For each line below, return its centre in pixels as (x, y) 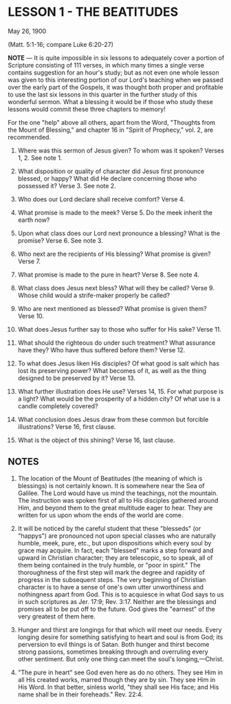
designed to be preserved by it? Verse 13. (77, 378)
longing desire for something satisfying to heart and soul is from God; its (120, 637)
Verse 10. (31, 316)
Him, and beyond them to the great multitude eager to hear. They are (115, 507)
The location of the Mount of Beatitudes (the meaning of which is (110, 478)
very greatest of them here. (56, 616)
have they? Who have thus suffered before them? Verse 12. (101, 350)
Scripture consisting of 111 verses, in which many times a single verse (106, 65)
